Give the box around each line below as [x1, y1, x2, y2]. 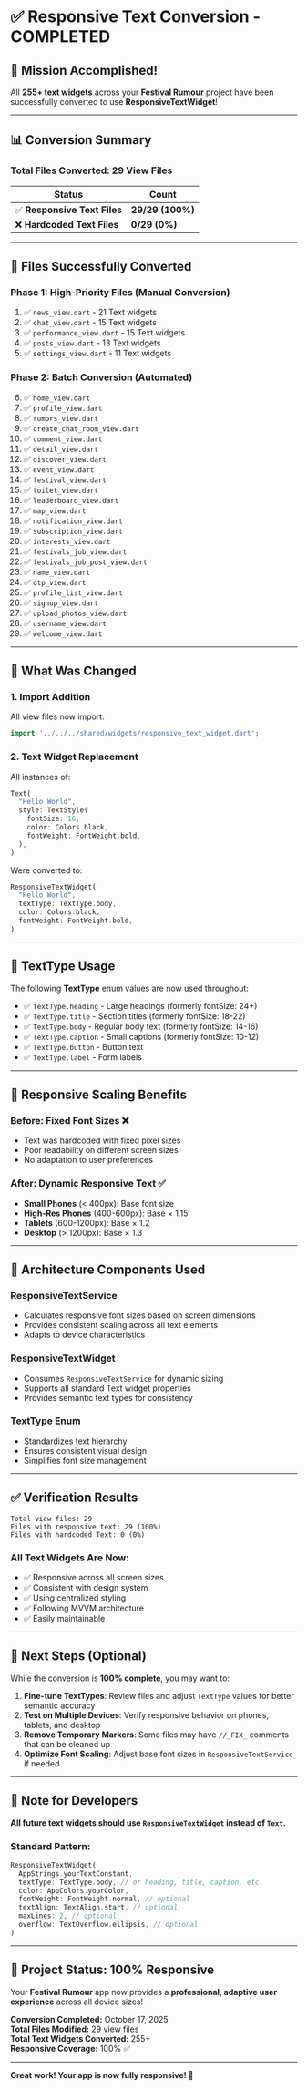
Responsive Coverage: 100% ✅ [10, 2043, 131, 2054]
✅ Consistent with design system [23, 1581, 148, 1592]
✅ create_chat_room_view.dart [23, 422, 139, 434]
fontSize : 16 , [26, 814, 80, 824]
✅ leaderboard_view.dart [23, 494, 119, 505]
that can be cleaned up [23, 1738, 111, 1749]
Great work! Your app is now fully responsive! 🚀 [10, 2069, 194, 2080]
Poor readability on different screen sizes [23, 1145, 179, 1156]
